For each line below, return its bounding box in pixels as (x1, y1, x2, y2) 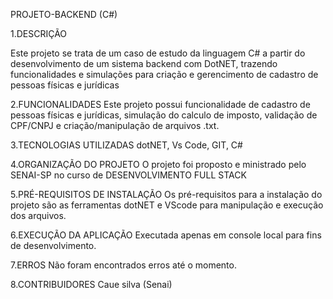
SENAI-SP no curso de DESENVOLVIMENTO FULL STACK (10, 169, 247, 181)
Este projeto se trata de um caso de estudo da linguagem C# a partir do (10, 47, 306, 59)
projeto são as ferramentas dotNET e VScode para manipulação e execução (10, 199, 324, 211)
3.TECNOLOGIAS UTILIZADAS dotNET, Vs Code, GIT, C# (10, 139, 243, 151)
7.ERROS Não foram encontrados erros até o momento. (10, 259, 237, 271)
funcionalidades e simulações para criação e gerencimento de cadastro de (10, 69, 319, 80)
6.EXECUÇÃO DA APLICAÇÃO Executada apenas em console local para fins (10, 229, 322, 241)
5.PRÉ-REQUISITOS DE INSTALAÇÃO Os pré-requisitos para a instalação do (10, 189, 323, 200)
